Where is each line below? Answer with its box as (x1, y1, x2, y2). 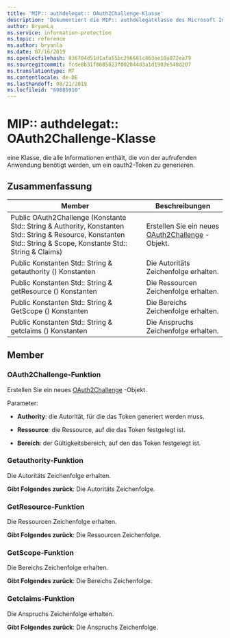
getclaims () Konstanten (10, 326, 88, 335)
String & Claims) (10, 247, 63, 256)
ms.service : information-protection (7, 29, 112, 36)
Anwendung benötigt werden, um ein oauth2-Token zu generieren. (7, 161, 195, 169)
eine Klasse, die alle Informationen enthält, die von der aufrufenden (7, 154, 197, 162)
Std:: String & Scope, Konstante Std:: (10, 238, 128, 248)
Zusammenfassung (7, 181, 92, 192)
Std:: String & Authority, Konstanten (10, 221, 125, 231)
